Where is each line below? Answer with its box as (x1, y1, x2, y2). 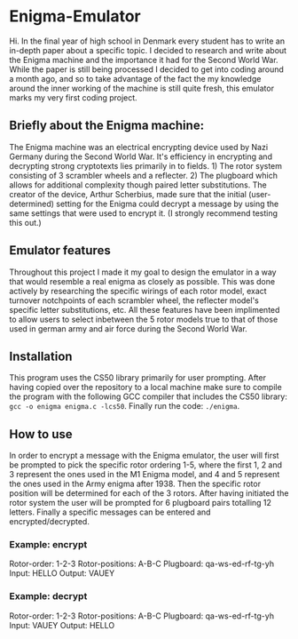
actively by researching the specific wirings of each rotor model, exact (9, 285, 268, 296)
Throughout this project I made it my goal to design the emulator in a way (9, 267, 277, 277)
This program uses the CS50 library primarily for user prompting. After (9, 372, 266, 383)
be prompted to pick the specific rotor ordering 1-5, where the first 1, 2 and (9, 459, 282, 470)
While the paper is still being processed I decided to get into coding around (9, 64, 284, 75)
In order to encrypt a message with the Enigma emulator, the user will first (9, 451, 279, 461)
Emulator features (9, 243, 111, 259)
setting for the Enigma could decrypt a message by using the (56, 198, 279, 209)
